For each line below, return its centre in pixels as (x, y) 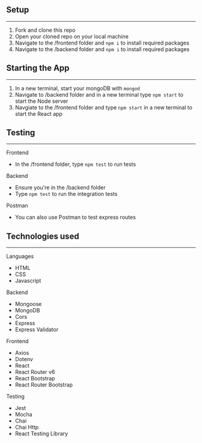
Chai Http (27, 427)
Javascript (28, 281)
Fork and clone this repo (45, 30)
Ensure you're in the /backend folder (60, 188)
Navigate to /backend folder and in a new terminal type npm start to (99, 94)
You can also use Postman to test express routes (75, 217)
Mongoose (28, 304)
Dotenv (24, 359)
